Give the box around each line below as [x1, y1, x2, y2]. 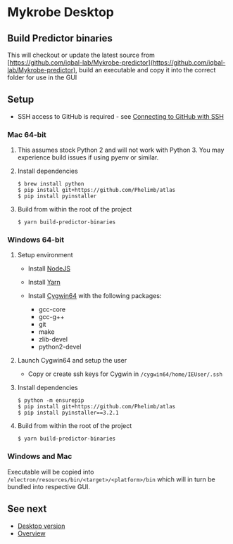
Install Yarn [27, 278, 61, 287]
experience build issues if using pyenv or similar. [17, 153, 159, 162]
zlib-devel [38, 335, 68, 344]
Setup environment [17, 251, 73, 259]
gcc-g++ [38, 313, 65, 321]
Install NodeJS [27, 264, 70, 273]
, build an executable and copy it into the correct [75, 66, 216, 74]
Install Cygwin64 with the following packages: [27, 292, 162, 300]
